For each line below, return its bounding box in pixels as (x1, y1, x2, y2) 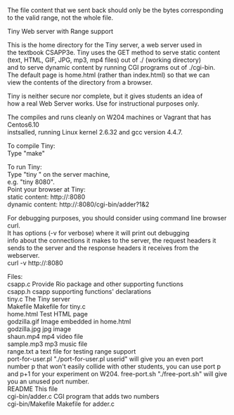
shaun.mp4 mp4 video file (7, 333, 84, 340)
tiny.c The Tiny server (7, 295, 71, 303)
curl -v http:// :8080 (7, 259, 63, 267)
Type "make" (7, 149, 46, 157)
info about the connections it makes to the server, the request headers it (7, 236, 216, 244)
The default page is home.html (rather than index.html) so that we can (7, 70, 210, 79)
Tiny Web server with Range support (7, 27, 114, 35)
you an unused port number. (7, 377, 90, 385)
